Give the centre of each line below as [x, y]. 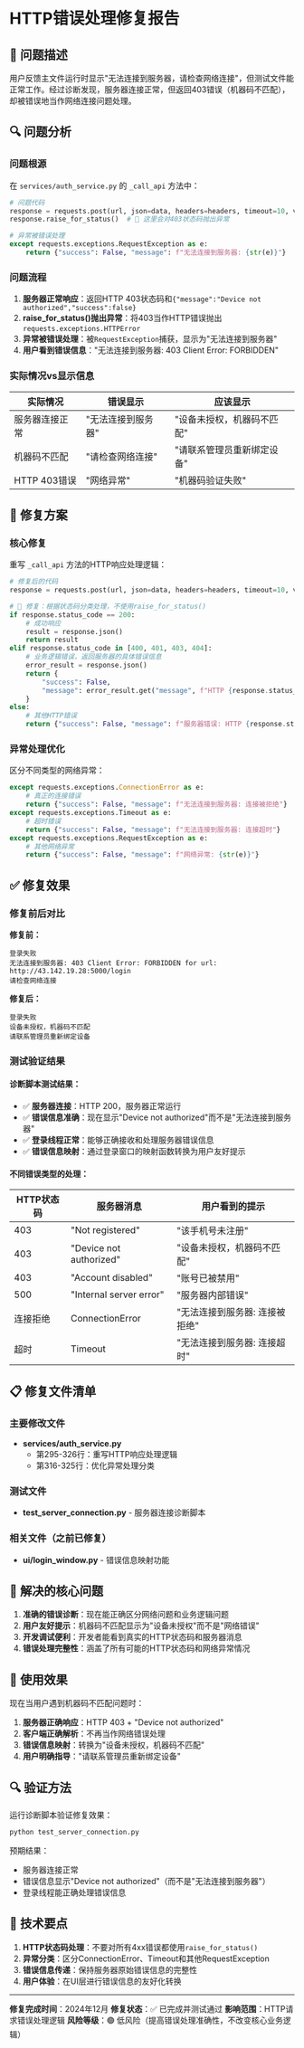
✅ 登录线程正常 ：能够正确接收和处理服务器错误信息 [118, 1140]
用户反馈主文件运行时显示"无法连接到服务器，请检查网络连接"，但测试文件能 [152, 78]
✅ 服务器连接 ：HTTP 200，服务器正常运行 [102, 1106]
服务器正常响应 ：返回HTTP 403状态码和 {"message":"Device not [142, 299]
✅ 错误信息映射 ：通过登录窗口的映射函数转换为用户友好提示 [134, 1152]
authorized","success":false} [80, 308]
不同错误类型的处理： [49, 1173]
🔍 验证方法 [41, 1787]
